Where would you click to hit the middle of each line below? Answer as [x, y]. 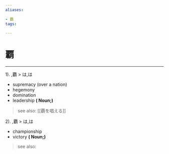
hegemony [24, 90]
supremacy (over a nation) [40, 85]
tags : [11, 24]
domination [24, 95]
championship [27, 131]
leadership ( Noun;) [33, 100]
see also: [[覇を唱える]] [42, 111]
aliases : [14, 10]
